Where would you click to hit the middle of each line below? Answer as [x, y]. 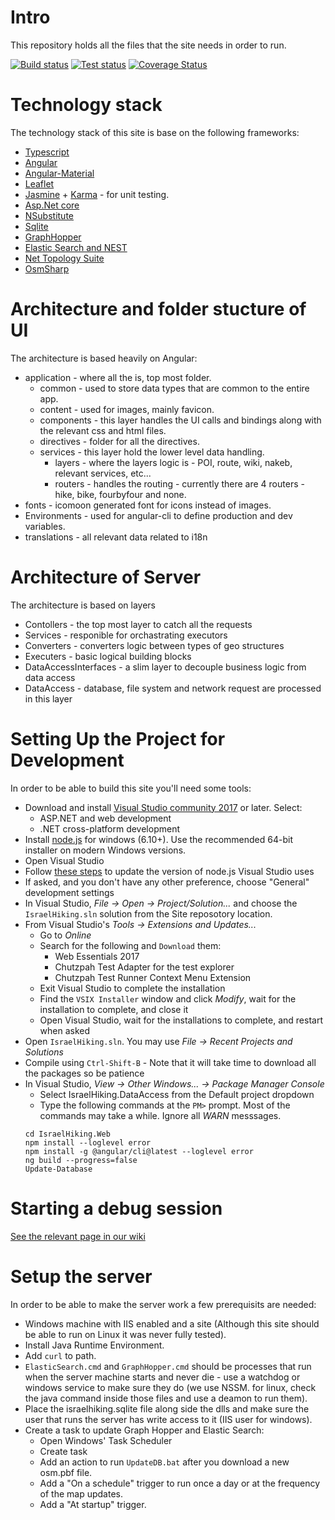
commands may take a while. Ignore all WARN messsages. [160, 1115]
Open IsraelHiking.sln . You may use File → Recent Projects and [158, 1041]
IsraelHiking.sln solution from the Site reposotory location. [148, 913]
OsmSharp [47, 268]
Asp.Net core [52, 205]
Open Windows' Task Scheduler [106, 1440]
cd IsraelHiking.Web [67, 1134]
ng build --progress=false [81, 1160]
